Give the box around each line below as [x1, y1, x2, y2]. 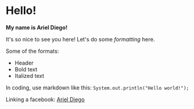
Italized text [14, 72, 45, 79]
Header [14, 59, 34, 66]
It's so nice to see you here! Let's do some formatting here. [6, 35, 155, 43]
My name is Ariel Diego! [6, 24, 68, 31]
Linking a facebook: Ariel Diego [6, 96, 85, 103]
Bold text [14, 65, 38, 73]
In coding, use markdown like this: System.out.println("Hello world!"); [6, 83, 189, 91]
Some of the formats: [6, 47, 59, 55]
